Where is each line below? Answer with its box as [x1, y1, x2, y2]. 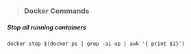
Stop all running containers [7, 23, 87, 31]
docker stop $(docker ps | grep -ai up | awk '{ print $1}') [7, 40, 186, 47]
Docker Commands [23, 6, 90, 16]
